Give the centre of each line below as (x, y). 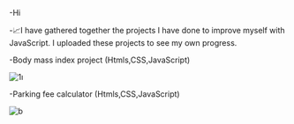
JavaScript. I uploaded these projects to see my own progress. (123, 43)
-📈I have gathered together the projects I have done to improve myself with (147, 30)
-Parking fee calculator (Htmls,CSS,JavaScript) (94, 94)
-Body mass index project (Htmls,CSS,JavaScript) (100, 60)
